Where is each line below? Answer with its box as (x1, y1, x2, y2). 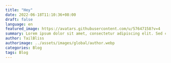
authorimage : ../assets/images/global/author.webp (5, 41, 115, 46)
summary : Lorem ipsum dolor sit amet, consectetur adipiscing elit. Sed (5, 31, 163, 36)
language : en (5, 21, 33, 27)
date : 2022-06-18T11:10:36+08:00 (5, 12, 76, 17)
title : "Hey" (5, 7, 33, 13)
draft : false (5, 17, 33, 22)
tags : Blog (5, 50, 28, 55)
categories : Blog (5, 45, 42, 50)
